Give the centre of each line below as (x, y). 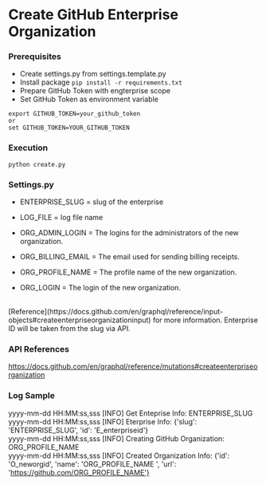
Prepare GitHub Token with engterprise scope (95, 91)
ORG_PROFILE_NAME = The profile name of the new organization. (128, 272)
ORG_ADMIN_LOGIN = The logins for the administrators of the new (129, 233)
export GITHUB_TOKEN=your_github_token (74, 114)
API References (39, 349)
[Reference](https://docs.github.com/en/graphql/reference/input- (116, 312)
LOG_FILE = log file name (61, 218)
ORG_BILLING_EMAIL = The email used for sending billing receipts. (130, 257)
